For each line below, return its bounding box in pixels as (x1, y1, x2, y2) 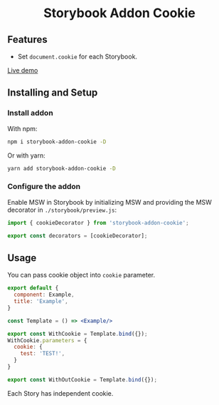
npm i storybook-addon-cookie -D (7, 138, 107, 145)
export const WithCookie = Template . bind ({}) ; (7, 330, 148, 337)
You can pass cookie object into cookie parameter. (7, 271, 156, 280)
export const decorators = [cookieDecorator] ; (7, 232, 148, 240)
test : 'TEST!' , (20, 350, 65, 357)
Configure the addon (7, 182, 80, 192)
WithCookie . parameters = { (7, 337, 87, 344)
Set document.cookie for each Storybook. (17, 52, 137, 61)
